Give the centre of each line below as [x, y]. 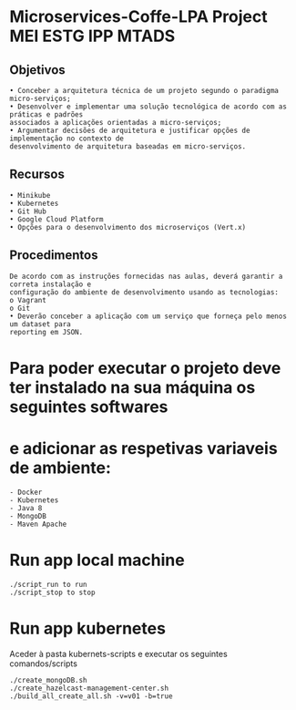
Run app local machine [97, 560]
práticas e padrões [46, 115]
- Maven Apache [38, 524]
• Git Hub [28, 211]
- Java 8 [26, 508]
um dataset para [40, 324]
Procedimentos [54, 256]
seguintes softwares [89, 406]
